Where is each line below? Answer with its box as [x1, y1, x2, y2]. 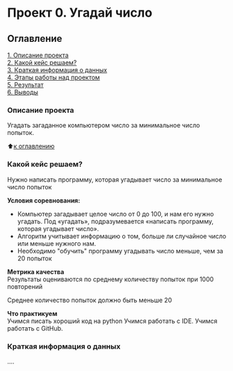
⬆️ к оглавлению [7, 142, 55, 150]
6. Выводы [7, 88, 38, 96]
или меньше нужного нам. [17, 239, 96, 248]
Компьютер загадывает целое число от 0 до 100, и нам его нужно [17, 210, 214, 218]
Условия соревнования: [7, 196, 81, 205]
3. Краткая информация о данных [7, 66, 108, 74]
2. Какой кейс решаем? [7, 58, 77, 67]
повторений [7, 282, 43, 290]
